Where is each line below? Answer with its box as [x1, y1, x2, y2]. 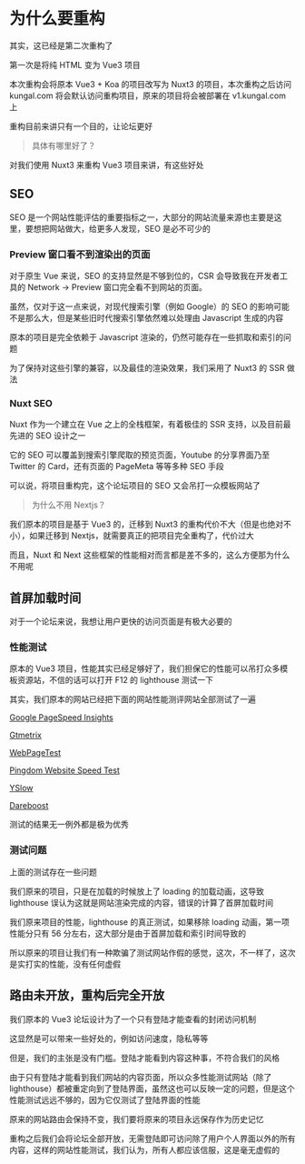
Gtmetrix [9, 729, 43, 741]
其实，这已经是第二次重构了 [9, 40, 113, 51]
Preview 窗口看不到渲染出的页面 [9, 247, 151, 260]
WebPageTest [9, 748, 62, 758]
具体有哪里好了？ [31, 140, 96, 151]
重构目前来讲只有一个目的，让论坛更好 [9, 120, 152, 132]
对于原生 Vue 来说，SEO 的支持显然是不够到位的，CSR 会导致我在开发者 [9, 270, 280, 282]
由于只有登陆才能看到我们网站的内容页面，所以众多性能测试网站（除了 [9, 1071, 272, 1082]
